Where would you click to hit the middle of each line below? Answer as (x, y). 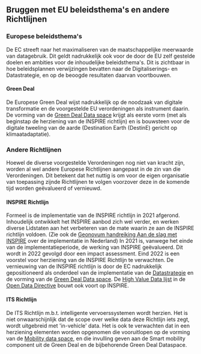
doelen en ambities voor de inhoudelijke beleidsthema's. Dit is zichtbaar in (98, 62)
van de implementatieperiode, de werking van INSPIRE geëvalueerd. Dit (94, 247)
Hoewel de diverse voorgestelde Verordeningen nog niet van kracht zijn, (95, 163)
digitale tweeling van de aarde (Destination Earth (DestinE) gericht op (92, 127)
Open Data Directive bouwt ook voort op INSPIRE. (67, 285)
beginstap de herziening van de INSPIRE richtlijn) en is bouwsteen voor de (98, 121)
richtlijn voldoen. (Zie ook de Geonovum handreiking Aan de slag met (92, 234)
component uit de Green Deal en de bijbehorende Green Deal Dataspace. (97, 344)
